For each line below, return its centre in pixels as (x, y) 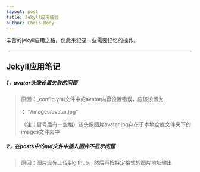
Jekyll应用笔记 (33, 66)
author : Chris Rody (30, 23)
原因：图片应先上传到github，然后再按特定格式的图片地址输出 (96, 162)
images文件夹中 (40, 132)
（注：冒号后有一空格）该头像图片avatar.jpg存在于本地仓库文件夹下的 (106, 124)
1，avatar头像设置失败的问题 (42, 83)
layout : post (22, 12)
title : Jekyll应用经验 (32, 17)
